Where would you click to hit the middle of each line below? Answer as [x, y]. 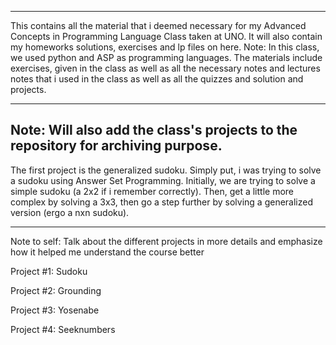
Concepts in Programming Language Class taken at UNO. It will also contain [166, 36]
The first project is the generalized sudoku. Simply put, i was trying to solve [166, 170]
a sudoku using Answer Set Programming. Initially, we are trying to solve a [163, 180]
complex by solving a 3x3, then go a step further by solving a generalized [162, 202]
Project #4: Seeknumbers [63, 329]
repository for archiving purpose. [116, 146]
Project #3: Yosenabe [55, 310]
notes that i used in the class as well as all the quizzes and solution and [157, 79]
